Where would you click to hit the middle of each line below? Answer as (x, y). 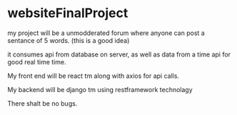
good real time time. (37, 61)
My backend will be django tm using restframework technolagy (100, 89)
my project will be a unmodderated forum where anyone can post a (106, 33)
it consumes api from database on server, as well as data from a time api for (119, 54)
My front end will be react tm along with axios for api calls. (94, 76)
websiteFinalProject (68, 13)
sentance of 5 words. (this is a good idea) (69, 40)
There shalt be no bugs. (42, 103)
